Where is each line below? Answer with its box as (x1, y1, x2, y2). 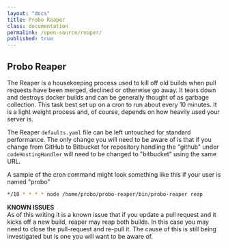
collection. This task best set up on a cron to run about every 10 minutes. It (7, 100, 217, 108)
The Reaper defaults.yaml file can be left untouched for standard (7, 128, 191, 136)
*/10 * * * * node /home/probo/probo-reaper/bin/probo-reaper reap (7, 190, 203, 198)
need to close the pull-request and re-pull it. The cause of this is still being (7, 224, 217, 233)
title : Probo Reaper (7, 16, 66, 23)
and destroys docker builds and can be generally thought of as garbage (7, 93, 210, 101)
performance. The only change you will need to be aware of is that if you (7, 135, 212, 143)
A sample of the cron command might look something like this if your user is (7, 170, 221, 178)
